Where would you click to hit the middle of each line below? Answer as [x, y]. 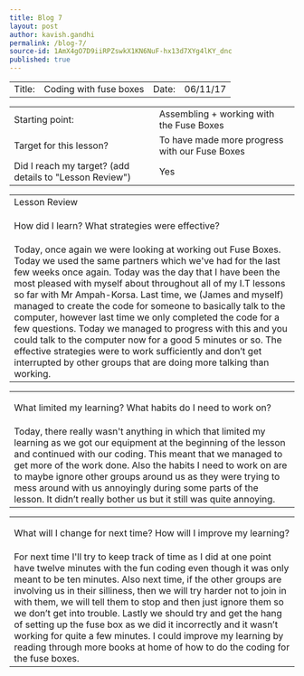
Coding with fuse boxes [94, 89]
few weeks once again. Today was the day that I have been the [147, 272]
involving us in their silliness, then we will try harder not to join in [150, 591]
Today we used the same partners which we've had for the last [147, 261]
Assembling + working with [217, 114]
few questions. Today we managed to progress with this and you [151, 329]
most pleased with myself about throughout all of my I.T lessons [150, 283]
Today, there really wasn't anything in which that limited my [140, 432]
